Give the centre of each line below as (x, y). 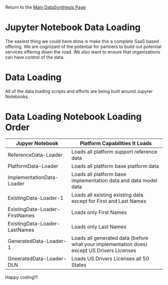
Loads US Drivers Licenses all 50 (110, 258)
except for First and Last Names (109, 201)
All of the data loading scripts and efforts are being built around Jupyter (79, 91)
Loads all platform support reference (114, 151)
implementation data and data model (114, 180)
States (79, 264)
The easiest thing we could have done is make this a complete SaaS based (82, 41)
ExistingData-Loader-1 (35, 198)
